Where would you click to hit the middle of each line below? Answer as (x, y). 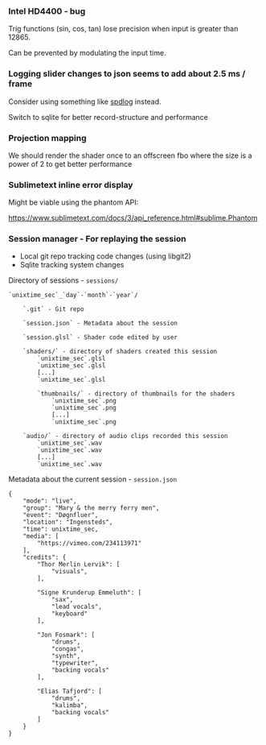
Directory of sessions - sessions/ (63, 280)
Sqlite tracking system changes (72, 265)
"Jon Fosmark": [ (66, 635)
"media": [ (41, 536)
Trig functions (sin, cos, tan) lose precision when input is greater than (123, 29)
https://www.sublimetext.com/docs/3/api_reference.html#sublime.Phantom (133, 218)
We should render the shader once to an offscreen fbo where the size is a (130, 155)
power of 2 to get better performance (70, 163)
